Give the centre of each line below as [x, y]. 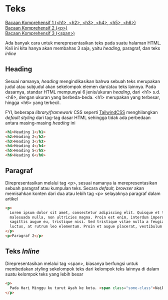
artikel [12, 198]
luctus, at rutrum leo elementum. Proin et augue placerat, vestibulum [86, 226]
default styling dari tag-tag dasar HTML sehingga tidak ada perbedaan [78, 117]
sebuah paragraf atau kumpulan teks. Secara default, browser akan [75, 188]
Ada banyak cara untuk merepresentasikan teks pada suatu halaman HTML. [83, 42]
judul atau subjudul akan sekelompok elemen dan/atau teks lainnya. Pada [81, 86]
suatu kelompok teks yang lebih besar [44, 274]
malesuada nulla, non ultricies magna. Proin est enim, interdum [79, 217]
